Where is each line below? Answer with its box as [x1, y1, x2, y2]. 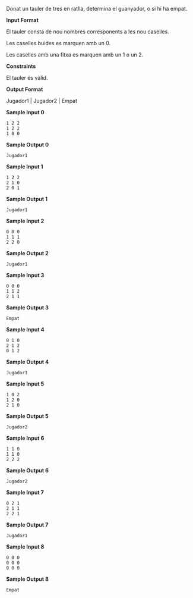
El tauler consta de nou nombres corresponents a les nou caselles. [6, 28, 169, 35]
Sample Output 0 [6, 141, 49, 148]
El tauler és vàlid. [6, 74, 48, 81]
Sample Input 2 [6, 217, 45, 224]
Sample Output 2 [6, 250, 49, 256]
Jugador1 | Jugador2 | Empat [6, 98, 78, 104]
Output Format [6, 86, 43, 93]
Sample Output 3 [6, 304, 49, 311]
